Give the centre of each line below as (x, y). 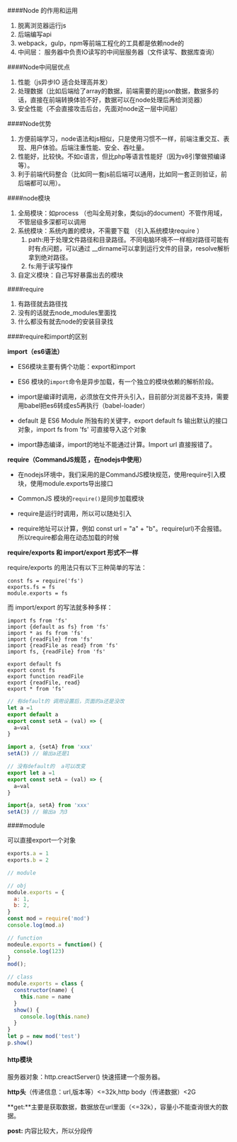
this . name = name (46, 997)
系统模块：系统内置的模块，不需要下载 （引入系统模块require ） (110, 231)
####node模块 (29, 198)
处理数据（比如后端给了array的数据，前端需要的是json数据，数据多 (115, 91)
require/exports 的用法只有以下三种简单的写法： (77, 567)
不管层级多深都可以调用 (52, 222)
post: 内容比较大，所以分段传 (50, 1131)
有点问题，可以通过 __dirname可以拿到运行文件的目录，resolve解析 (132, 249)
